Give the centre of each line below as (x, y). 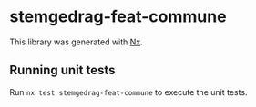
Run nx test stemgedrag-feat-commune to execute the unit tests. (128, 92)
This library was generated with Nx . (76, 42)
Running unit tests (62, 70)
